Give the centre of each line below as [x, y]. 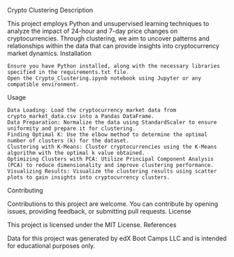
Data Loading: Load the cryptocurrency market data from [92, 110]
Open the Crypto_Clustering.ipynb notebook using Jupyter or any [104, 78]
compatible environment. [43, 85]
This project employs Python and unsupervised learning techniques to [108, 23]
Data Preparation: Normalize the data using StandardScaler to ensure [112, 122]
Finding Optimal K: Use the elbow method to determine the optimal [108, 135]
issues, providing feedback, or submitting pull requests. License [99, 211]
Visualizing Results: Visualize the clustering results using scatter [112, 171]
